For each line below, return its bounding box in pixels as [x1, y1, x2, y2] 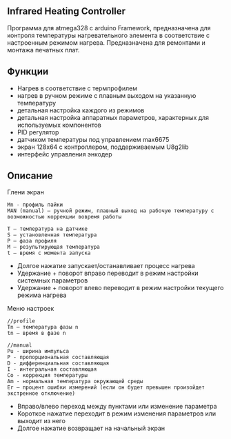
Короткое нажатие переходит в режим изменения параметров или [17, 409, 216, 418]
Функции [7, 65, 49, 78]
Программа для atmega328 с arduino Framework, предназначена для [7, 23, 211, 32]
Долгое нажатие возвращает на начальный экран [17, 424, 165, 433]
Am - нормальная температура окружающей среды [7, 378, 143, 385]
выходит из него [17, 417, 66, 425]
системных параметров [17, 276, 88, 285]
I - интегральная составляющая [7, 366, 97, 373]
